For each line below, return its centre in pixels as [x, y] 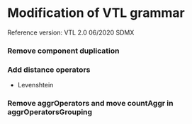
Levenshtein [35, 85]
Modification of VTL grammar [96, 13]
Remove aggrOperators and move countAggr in [90, 104]
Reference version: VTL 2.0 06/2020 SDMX [71, 32]
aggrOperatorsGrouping [50, 112]
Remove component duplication [63, 51]
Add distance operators [49, 70]
